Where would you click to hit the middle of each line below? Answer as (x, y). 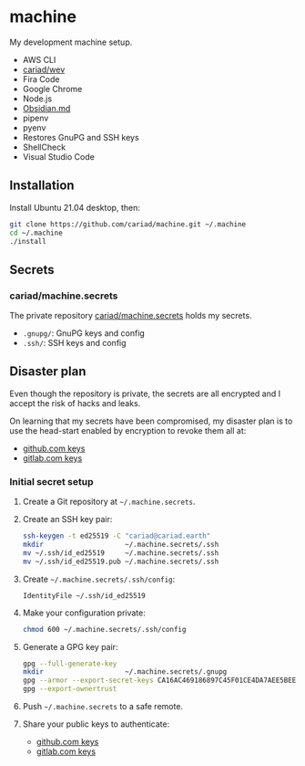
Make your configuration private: (84, 613)
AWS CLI (39, 59)
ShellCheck (44, 147)
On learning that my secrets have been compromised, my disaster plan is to (151, 421)
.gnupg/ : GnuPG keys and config (84, 333)
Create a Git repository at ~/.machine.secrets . (109, 502)
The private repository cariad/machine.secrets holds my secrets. (131, 316)
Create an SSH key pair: (67, 519)
